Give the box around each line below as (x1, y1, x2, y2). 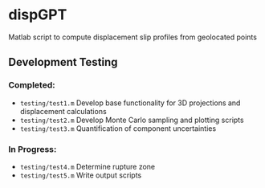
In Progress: (8, 143, 57, 154)
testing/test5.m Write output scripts (19, 170, 142, 180)
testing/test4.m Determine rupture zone (19, 161, 155, 171)
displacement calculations (19, 106, 107, 116)
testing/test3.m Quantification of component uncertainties (19, 123, 217, 133)
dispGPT (8, 6, 67, 24)
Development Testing (8, 55, 118, 69)
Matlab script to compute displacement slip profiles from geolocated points (8, 32, 257, 42)
